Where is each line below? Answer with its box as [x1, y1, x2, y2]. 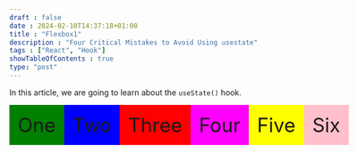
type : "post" [9, 63, 58, 72]
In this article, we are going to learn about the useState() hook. [9, 86, 242, 98]
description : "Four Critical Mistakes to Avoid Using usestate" [9, 37, 258, 47]
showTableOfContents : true [9, 54, 115, 63]
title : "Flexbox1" [9, 29, 82, 38]
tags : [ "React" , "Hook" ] [9, 46, 106, 55]
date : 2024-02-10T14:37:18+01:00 [9, 21, 139, 30]
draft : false [9, 12, 63, 22]
